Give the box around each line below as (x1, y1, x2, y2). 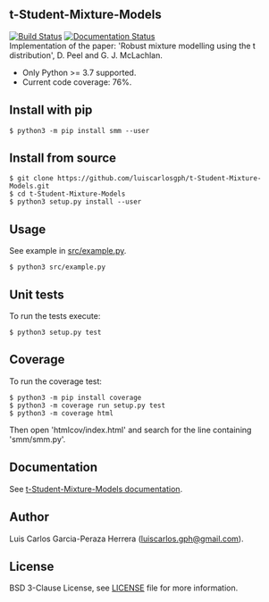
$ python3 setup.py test (9, 328, 102, 338)
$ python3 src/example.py (9, 263, 105, 272)
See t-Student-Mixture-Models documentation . (9, 483, 183, 494)
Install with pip (9, 103, 93, 118)
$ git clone (9, 174, 54, 183)
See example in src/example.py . (9, 246, 127, 256)
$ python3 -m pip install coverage (9, 393, 142, 402)
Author (9, 509, 49, 525)
